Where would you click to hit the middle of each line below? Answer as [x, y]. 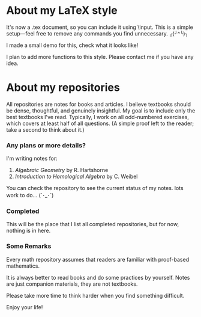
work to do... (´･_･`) [30, 195]
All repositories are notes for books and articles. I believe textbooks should [98, 104]
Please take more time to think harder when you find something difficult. [95, 295]
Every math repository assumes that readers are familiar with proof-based [98, 259]
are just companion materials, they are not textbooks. [72, 284]
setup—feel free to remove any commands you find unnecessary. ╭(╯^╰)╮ [97, 33]
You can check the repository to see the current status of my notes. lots [95, 188]
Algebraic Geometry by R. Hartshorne [61, 170]
